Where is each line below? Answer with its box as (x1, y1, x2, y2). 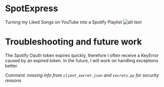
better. (5, 63, 19, 68)
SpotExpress (5, 3, 59, 14)
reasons (5, 77, 22, 83)
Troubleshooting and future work (5, 36, 143, 47)
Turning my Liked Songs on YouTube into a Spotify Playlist (5, 19, 122, 25)
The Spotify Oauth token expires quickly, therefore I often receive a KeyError (5, 52, 159, 58)
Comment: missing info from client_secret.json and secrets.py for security (5, 72, 159, 78)
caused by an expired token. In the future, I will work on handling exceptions (5, 57, 159, 64)
